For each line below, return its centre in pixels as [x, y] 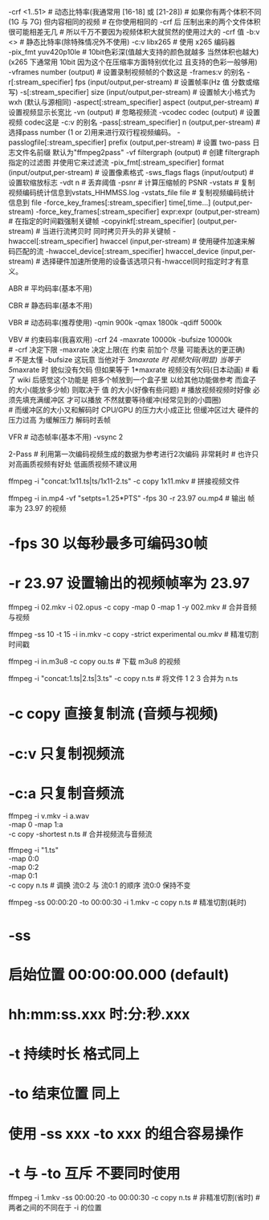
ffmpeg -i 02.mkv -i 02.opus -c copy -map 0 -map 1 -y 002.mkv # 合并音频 [132, 607]
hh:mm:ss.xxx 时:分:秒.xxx [99, 1014]
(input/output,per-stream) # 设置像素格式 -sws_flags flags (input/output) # [131, 172]
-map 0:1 [23, 876]
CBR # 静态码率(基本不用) [51, 305]
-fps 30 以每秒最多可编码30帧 [108, 544]
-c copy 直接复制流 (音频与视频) [114, 714]
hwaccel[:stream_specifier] [53, 241]
